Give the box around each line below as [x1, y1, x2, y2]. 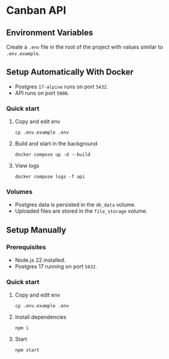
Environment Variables [6, 28, 93, 38]
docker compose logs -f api [14, 174, 85, 180]
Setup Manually [6, 225, 67, 235]
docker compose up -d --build [14, 152, 91, 158]
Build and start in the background [14, 140, 98, 147]
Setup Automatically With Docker [6, 67, 134, 77]
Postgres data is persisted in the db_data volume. [14, 201, 136, 209]
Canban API [6, 4, 67, 17]
